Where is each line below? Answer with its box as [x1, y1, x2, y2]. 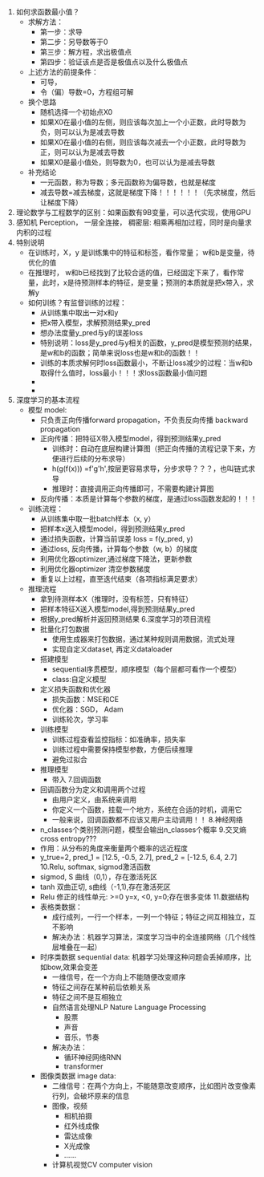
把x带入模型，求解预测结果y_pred [39, 318, 151, 327]
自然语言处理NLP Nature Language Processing [51, 1002, 206, 1012]
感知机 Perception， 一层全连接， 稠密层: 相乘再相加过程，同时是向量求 [15, 217, 253, 227]
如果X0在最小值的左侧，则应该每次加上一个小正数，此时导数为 [39, 117, 246, 127]
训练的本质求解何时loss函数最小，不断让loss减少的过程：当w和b [39, 358, 253, 367]
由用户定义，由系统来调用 [51, 795, 137, 804]
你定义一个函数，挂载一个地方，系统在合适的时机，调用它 [51, 805, 242, 814]
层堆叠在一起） [51, 942, 102, 952]
